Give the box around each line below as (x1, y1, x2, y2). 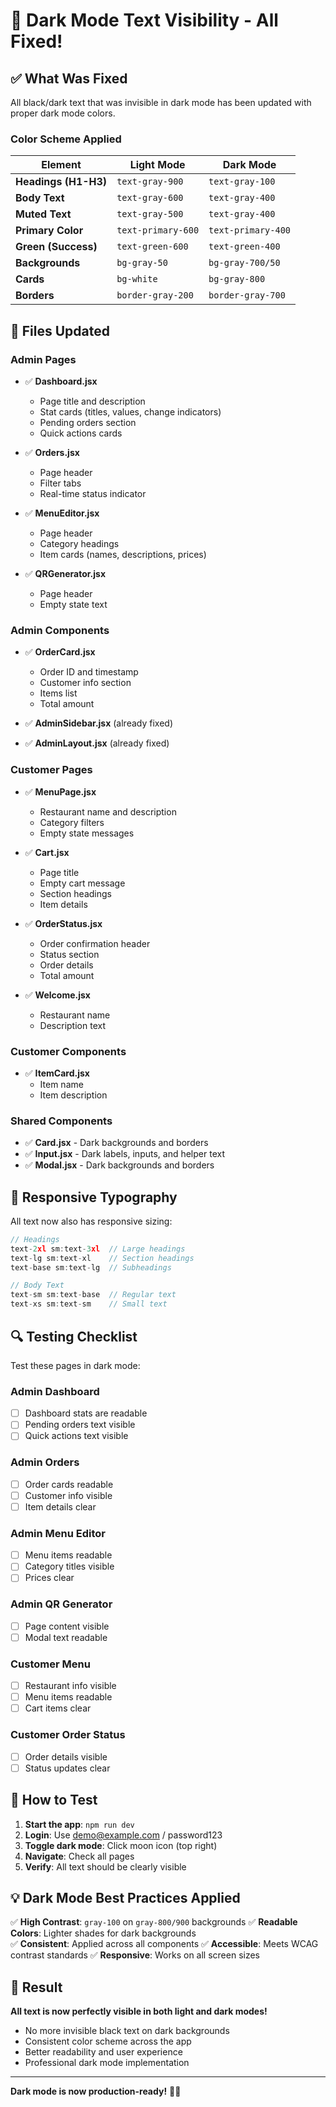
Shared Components (10, 1114, 113, 1128)
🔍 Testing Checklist (10, 1328, 138, 1345)
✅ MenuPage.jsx (24, 785, 97, 798)
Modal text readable (24, 1631, 108, 1643)
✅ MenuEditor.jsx (24, 507, 100, 519)
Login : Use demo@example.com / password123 (24, 1829, 223, 1841)
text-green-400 (208, 241, 281, 253)
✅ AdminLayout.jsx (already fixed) (24, 737, 170, 749)
